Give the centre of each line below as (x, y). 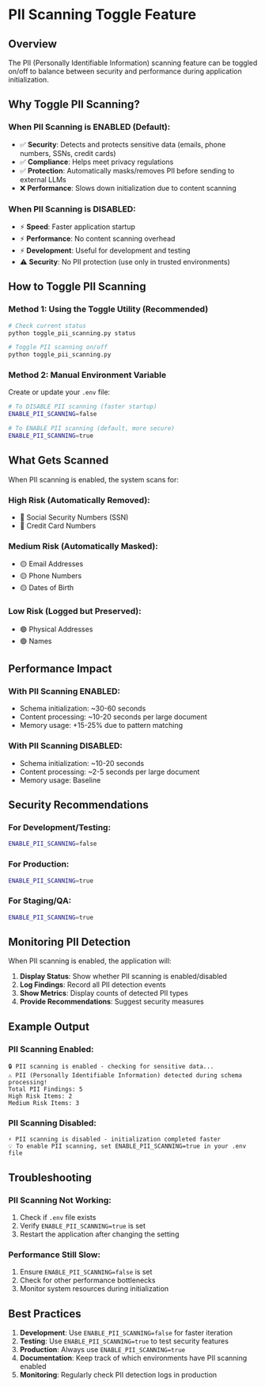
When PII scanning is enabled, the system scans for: (94, 479)
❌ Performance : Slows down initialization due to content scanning (128, 188)
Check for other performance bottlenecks (87, 1280)
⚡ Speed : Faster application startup (78, 227)
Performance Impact (60, 669)
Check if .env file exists (58, 1217)
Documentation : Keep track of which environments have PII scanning (133, 1358)
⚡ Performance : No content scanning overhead (97, 238)
